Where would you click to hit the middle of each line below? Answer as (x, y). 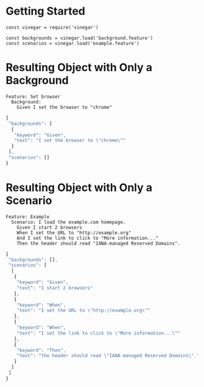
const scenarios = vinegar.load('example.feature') (72, 43)
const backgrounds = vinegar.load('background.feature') (79, 38)
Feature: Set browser (33, 96)
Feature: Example (28, 217)
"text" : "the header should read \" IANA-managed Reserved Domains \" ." (108, 356)
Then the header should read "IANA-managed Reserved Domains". (99, 243)
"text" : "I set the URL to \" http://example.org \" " (83, 311)
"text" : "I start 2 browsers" (55, 288)
